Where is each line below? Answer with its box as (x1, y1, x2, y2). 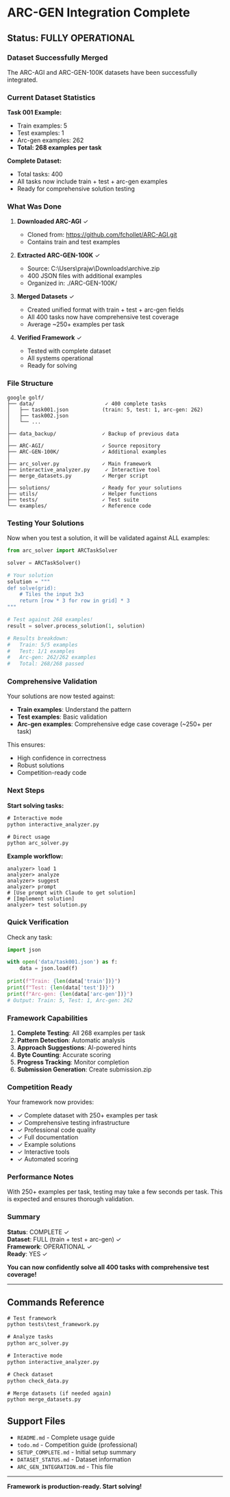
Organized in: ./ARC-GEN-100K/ (27, 279, 118, 288)
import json (7, 946, 41, 953)
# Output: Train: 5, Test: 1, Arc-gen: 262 (7, 997, 133, 1003)
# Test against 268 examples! (7, 616, 94, 623)
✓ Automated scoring (16, 1155, 79, 1163)
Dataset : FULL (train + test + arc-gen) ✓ (7, 1235, 122, 1243)
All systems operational (27, 354, 94, 362)
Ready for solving (27, 362, 77, 370)
